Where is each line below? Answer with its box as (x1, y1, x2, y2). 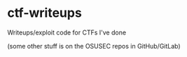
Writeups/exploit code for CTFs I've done (7, 28, 127, 37)
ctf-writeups (7, 5, 82, 21)
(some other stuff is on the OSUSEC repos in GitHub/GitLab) (7, 42, 181, 50)
